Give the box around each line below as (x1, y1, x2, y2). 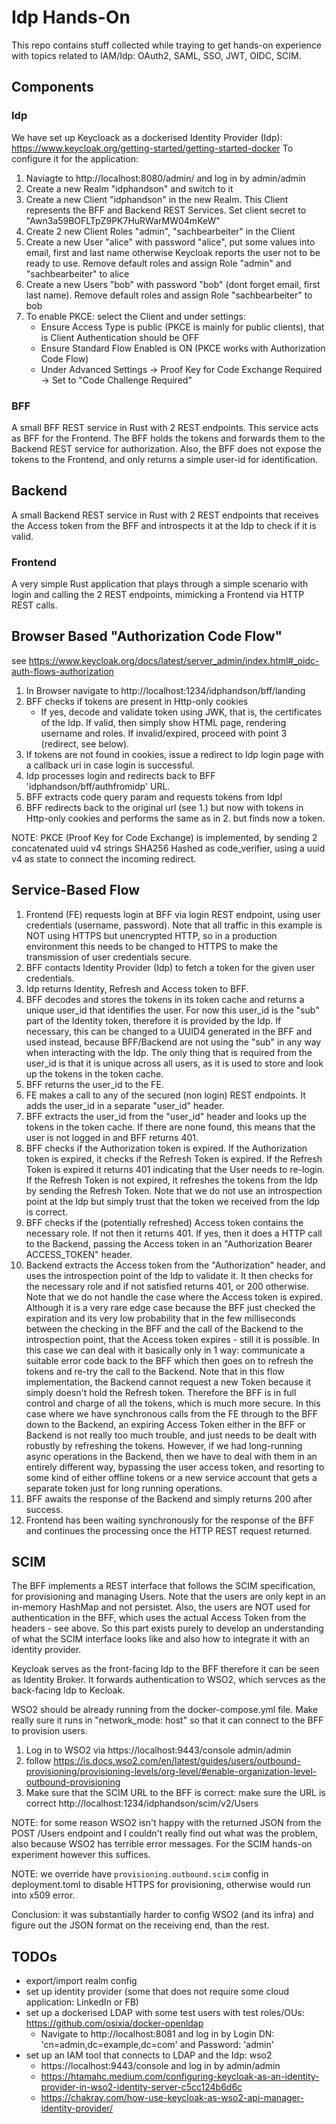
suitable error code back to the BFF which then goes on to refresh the (25, 1354, 314, 1366)
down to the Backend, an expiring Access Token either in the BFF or (25, 1418, 306, 1430)
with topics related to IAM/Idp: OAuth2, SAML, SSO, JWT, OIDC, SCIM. (11, 49, 302, 61)
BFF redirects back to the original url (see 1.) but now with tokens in (25, 801, 304, 813)
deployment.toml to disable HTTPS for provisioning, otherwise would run (11, 1879, 311, 1891)
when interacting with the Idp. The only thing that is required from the (25, 1046, 313, 1058)
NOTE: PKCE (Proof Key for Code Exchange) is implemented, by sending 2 (11, 831, 318, 843)
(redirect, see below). (40, 737, 130, 750)
